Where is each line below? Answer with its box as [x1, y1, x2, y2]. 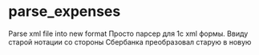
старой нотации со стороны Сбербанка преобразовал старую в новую [8, 37, 252, 46]
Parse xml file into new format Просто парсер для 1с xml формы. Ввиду [8, 29, 249, 38]
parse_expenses [8, 2, 121, 21]
